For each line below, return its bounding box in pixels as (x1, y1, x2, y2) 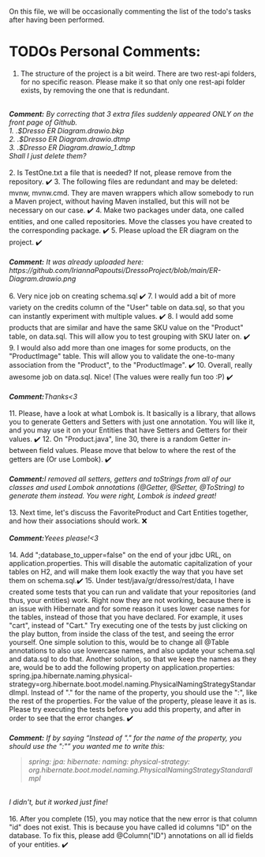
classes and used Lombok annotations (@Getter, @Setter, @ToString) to (9, 482, 245, 492)
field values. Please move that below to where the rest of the (39, 445, 237, 455)
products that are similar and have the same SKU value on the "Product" (9, 323, 244, 332)
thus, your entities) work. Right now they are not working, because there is (9, 595, 252, 604)
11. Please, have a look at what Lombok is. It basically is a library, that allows (9, 408, 256, 417)
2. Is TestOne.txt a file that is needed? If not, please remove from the (9, 167, 232, 177)
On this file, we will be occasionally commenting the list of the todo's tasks (9, 7, 252, 16)
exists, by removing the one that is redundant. (20, 85, 170, 95)
